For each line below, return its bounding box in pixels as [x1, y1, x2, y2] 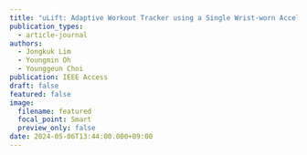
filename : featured [17, 107, 92, 116]
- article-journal [17, 30, 89, 39]
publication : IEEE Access [9, 73, 108, 82]
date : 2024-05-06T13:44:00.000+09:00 [9, 132, 153, 141]
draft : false [9, 81, 59, 90]
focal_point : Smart [17, 115, 92, 124]
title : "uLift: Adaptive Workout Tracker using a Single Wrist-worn [9, 13, 276, 23]
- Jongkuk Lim [17, 47, 71, 57]
